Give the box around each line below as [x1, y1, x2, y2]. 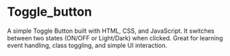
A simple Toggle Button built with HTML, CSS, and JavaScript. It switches [7, 27, 215, 35]
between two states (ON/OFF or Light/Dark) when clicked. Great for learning [7, 33, 223, 42]
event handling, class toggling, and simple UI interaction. [7, 41, 168, 49]
